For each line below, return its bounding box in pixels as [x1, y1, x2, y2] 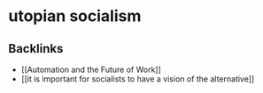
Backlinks [8, 41, 64, 56]
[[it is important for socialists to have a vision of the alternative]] [20, 74, 255, 84]
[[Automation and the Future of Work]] [20, 64, 161, 75]
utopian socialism [8, 6, 142, 26]
